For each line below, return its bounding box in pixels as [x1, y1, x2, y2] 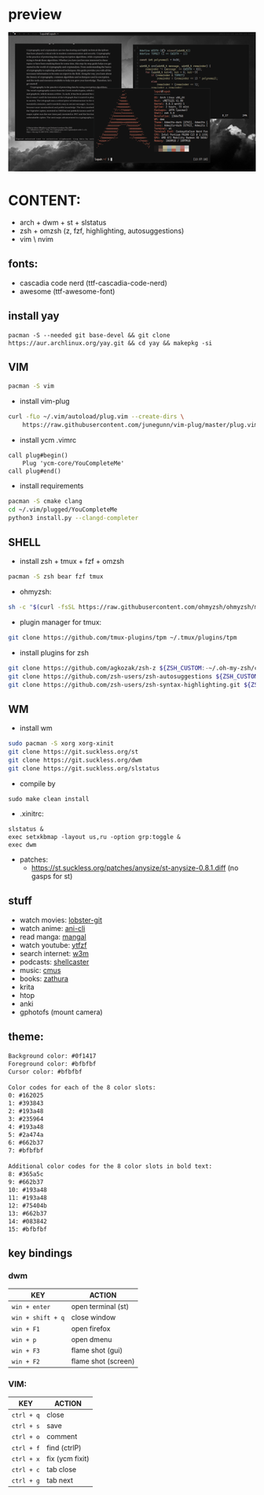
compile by [19, 778, 57, 788]
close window [71, 1313, 116, 1322]
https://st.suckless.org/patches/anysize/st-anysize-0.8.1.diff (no [31, 862, 239, 872]
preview [8, 6, 63, 24]
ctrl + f [11, 1444, 41, 1452]
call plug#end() [8, 467, 61, 475]
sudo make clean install [8, 795, 90, 803]
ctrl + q [11, 1412, 41, 1419]
